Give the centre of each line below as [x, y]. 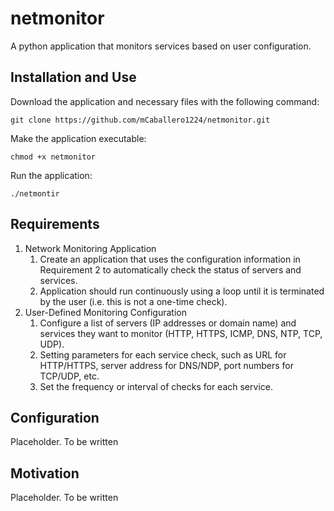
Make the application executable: [78, 138]
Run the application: [51, 175]
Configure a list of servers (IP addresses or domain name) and [168, 323]
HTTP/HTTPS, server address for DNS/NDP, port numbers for [166, 365]
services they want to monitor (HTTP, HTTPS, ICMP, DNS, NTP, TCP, [181, 333]
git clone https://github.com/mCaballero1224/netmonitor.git [140, 120]
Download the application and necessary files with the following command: [165, 101]
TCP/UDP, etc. [69, 376]
